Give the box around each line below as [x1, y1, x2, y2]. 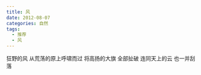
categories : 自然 [6, 20, 49, 26]
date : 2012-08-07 [6, 15, 51, 21]
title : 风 [6, 9, 30, 15]
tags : [6, 26, 20, 32]
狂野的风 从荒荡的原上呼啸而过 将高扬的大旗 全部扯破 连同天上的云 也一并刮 [6, 55, 196, 62]
